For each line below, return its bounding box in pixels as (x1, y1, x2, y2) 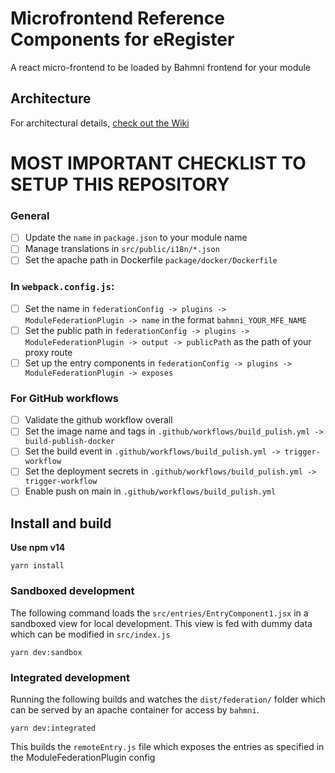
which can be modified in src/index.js (10, 628, 171, 640)
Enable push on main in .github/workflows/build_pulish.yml (24, 485, 277, 497)
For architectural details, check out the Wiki (10, 117, 190, 129)
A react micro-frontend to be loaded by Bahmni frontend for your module (10, 61, 312, 73)
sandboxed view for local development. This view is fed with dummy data (10, 617, 313, 629)
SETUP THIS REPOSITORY (10, 173, 230, 196)
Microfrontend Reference (10, 7, 225, 30)
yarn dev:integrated (10, 723, 97, 733)
